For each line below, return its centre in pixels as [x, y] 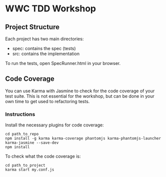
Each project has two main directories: [44, 39]
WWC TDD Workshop [50, 9]
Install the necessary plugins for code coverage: [55, 125]
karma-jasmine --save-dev [32, 143]
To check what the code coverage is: [43, 156]
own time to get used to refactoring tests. [47, 101]
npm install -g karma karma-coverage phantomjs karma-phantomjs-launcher [83, 139]
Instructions [20, 114]
